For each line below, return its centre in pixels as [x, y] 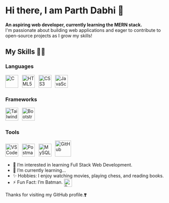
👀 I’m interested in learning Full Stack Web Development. [72, 165]
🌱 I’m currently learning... [39, 170]
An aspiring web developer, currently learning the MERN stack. [74, 25]
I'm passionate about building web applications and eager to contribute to [83, 30]
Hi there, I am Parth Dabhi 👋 [65, 11]
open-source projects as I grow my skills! [49, 35]
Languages [20, 66]
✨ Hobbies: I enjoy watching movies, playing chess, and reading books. [88, 176]
